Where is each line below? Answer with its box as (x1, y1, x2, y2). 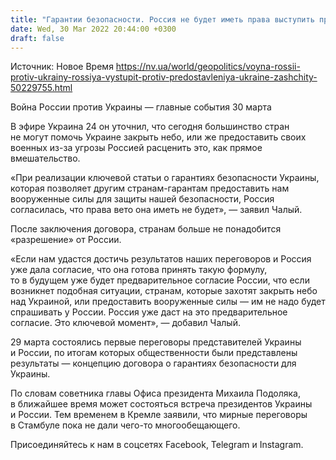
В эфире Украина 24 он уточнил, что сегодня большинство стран (10, 121, 290, 133)
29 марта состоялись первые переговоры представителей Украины (10, 336, 302, 348)
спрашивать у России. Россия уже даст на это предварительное (10, 306, 288, 318)
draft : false (10, 33, 65, 43)
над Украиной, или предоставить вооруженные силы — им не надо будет (10, 296, 326, 308)
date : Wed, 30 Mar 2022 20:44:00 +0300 (10, 24, 177, 34)
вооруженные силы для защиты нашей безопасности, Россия (10, 193, 275, 205)
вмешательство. (10, 152, 81, 165)
